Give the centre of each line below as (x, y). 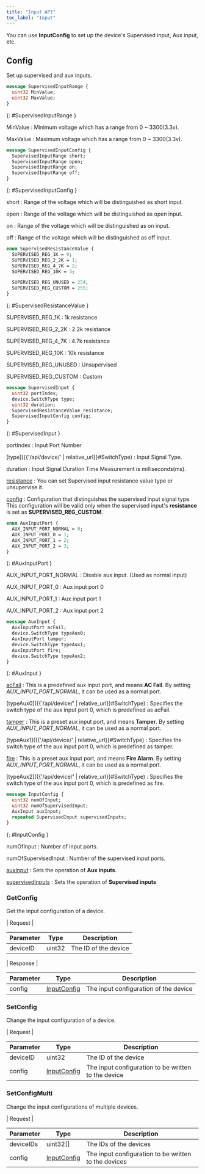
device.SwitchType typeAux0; (49, 633)
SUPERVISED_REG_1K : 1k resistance (52, 318)
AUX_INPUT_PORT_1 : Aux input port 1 (54, 599)
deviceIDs (24, 1144)
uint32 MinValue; (34, 92)
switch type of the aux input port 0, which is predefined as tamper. (90, 746)
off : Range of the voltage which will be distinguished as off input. (89, 238)
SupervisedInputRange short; (49, 156)
